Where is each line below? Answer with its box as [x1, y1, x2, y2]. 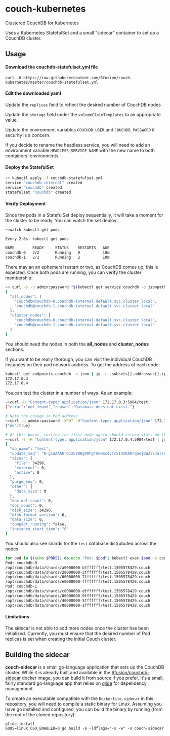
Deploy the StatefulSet [5, 164, 54, 170]
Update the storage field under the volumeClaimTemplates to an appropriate [5, 111, 161, 117]
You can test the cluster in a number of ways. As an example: [5, 390, 133, 396]
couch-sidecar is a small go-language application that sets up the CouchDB [5, 664, 164, 670]
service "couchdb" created [5, 185, 62, 190]
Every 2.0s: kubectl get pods [5, 236, 69, 241]
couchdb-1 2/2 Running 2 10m [5, 255, 110, 260]
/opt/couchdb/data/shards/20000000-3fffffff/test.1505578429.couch [5, 570, 151, 575]
